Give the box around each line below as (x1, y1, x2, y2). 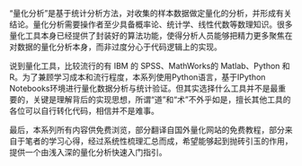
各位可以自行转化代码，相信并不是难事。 (9, 106, 159, 116)
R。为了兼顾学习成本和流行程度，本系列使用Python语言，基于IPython (9, 72, 266, 83)
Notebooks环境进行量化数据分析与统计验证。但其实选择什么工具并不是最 (9, 83, 279, 93)
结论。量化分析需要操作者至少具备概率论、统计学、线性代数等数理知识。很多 (9, 19, 293, 30)
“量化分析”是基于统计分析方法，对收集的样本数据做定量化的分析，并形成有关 (9, 8, 292, 18)
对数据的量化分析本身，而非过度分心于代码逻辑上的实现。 (9, 41, 222, 52)
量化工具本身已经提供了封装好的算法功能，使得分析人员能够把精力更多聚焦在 (9, 31, 293, 40)
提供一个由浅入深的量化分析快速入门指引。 (9, 147, 167, 157)
